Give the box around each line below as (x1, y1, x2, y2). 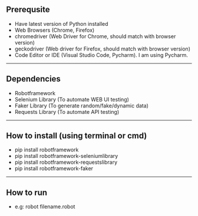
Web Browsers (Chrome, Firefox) (14, 26, 95, 33)
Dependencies (6, 74, 61, 84)
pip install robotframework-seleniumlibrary (14, 153, 118, 160)
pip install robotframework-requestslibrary (14, 158, 118, 166)
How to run (6, 187, 48, 197)
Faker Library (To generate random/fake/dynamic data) (14, 102, 149, 109)
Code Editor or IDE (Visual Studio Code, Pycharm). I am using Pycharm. (14, 51, 189, 58)
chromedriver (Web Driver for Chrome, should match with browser (14, 32, 176, 40)
